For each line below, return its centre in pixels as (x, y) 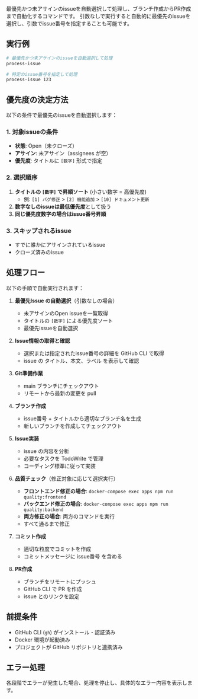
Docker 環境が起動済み (43, 640)
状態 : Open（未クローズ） (46, 146)
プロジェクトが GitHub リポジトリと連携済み (69, 647)
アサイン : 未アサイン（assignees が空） (63, 154)
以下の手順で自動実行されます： (45, 288)
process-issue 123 (29, 80)
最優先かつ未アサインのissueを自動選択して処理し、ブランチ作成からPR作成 (99, 9)
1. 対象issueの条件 (32, 132)
